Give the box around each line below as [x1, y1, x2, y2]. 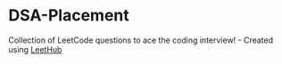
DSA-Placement [8, 5, 130, 26]
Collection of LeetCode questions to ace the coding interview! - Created [8, 35, 274, 45]
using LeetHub [8, 44, 62, 54]
